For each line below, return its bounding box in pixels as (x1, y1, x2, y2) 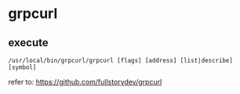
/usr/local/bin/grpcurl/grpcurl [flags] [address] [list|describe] (8, 56, 234, 64)
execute (8, 36, 49, 49)
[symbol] (8, 63, 37, 71)
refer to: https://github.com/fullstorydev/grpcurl (8, 78, 162, 86)
